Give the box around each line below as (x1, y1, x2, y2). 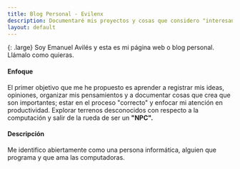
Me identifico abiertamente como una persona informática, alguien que (7, 145, 216, 154)
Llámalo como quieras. (7, 51, 74, 59)
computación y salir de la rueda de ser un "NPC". (7, 113, 154, 122)
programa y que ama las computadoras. (7, 153, 125, 161)
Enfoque (7, 67, 34, 76)
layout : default (7, 24, 56, 31)
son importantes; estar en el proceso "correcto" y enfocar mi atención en (7, 98, 223, 107)
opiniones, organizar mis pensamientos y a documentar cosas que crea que (7, 91, 231, 99)
